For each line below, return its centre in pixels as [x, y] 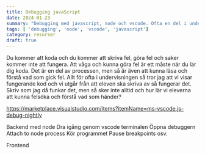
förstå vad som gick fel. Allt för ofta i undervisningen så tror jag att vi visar [99, 77]
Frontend [18, 145]
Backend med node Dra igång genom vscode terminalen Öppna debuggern [101, 127]
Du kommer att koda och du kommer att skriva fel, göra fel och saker [92, 58]
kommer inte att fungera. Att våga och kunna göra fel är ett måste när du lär [101, 64]
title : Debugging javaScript [43, 12]
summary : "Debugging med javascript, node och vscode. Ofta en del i [97, 23]
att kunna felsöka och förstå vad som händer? [64, 97]
